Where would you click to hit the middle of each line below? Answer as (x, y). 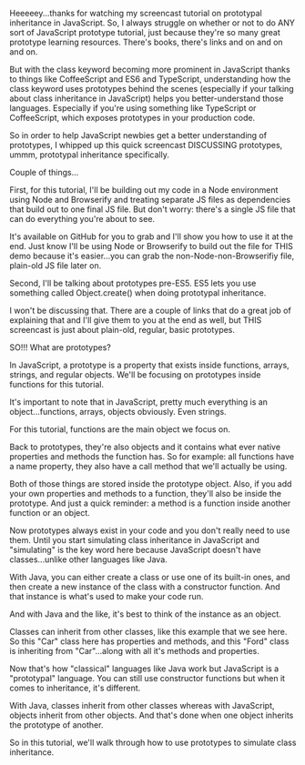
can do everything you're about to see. (82, 219)
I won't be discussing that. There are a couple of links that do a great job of (150, 310)
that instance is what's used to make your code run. (107, 596)
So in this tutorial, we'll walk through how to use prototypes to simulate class (153, 742)
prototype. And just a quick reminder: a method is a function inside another (150, 503)
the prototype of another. (56, 725)
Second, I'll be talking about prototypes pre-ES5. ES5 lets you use (133, 283)
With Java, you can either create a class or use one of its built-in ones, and (150, 577)
